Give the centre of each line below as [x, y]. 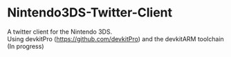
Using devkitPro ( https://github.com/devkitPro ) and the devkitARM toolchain [116, 38]
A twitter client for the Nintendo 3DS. [60, 32]
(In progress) [26, 46]
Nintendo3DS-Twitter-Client [90, 13]
